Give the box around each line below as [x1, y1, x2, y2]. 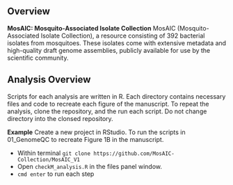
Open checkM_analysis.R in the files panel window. [17, 162, 162, 170]
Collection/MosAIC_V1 [17, 156, 80, 163]
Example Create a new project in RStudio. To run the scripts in [7, 128, 186, 136]
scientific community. [7, 54, 69, 62]
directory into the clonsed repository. [7, 114, 113, 122]
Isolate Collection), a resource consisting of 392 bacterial [40, 31, 205, 40]
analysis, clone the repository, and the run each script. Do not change [7, 107, 207, 115]
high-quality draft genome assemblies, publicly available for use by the [7, 46, 211, 54]
